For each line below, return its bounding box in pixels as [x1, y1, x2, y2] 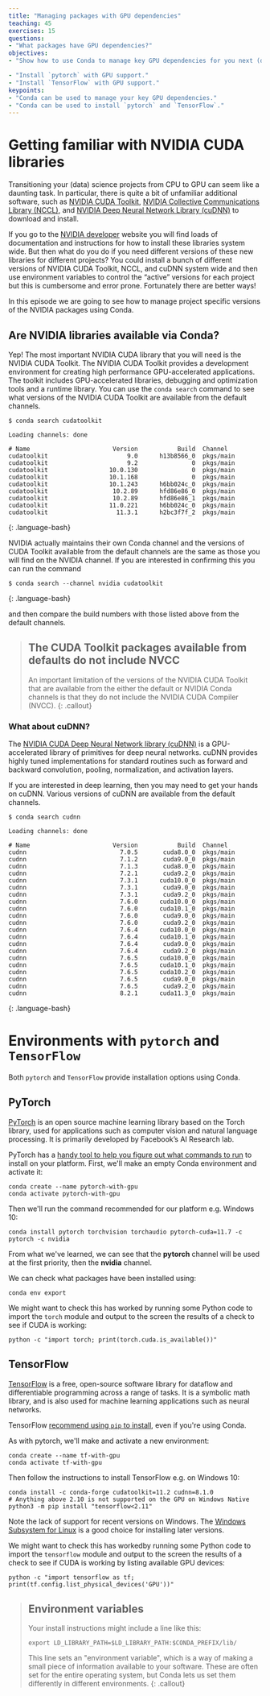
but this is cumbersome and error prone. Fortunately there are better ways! [8, 281, 256, 291]
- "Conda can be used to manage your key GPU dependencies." [8, 93, 218, 102]
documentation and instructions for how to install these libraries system [8, 238, 245, 248]
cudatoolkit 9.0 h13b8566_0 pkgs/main [8, 452, 235, 460]
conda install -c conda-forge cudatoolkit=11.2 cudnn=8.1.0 [8, 1488, 215, 1496]
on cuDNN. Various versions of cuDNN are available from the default [8, 789, 235, 798]
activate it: [8, 1167, 43, 1176]
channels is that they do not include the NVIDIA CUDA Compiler [27, 692, 239, 702]
